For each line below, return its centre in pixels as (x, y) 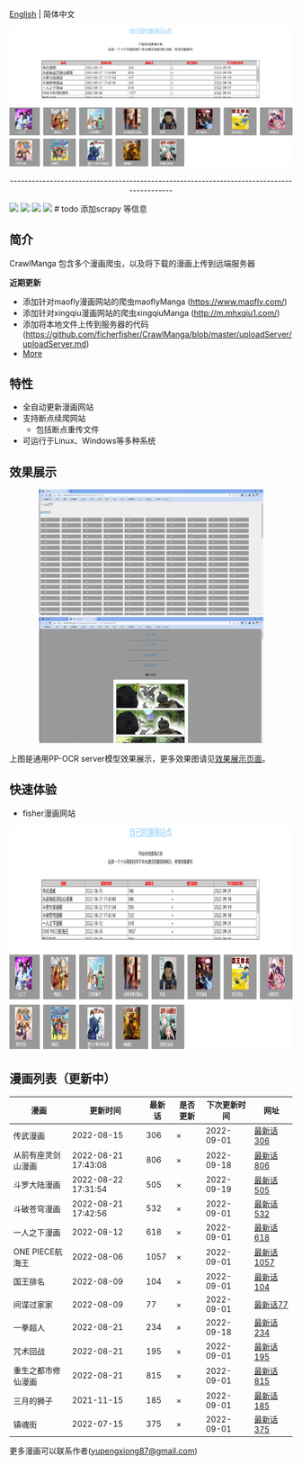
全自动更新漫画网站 (58, 407)
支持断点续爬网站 (54, 419)
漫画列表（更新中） (62, 1079)
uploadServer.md (54, 344)
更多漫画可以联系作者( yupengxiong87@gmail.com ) (103, 1451)
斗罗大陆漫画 (37, 1185)
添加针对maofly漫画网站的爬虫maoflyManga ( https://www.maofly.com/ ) (155, 302)
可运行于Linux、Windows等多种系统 (89, 441)
